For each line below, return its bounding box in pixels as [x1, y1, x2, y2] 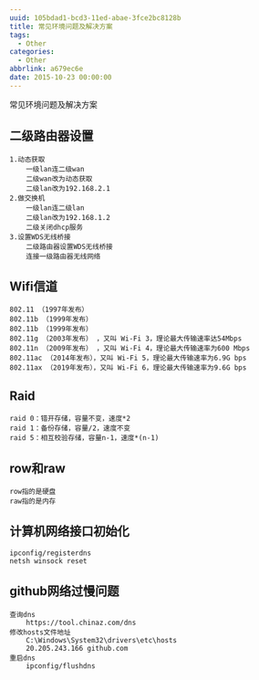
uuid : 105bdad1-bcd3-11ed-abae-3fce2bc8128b [9, 13, 181, 23]
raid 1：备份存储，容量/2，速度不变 [9, 424, 130, 434]
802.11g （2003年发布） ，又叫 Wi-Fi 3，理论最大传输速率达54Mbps [9, 334, 243, 343]
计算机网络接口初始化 [9, 524, 129, 539]
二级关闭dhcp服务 [26, 223, 84, 232]
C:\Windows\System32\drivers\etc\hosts [26, 635, 178, 644]
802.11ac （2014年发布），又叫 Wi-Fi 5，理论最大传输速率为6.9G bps [9, 353, 247, 363]
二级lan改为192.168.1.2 [26, 213, 111, 222]
